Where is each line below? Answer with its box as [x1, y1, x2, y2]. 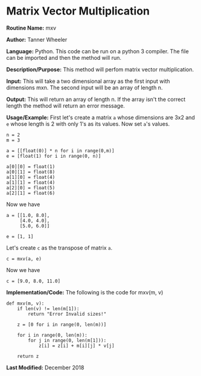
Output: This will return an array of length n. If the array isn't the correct [6, 96, 186, 103]
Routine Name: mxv [6, 24, 56, 31]
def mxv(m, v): [6, 300, 45, 306]
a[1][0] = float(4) [6, 174, 56, 180]
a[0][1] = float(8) [6, 169, 56, 175]
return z [17, 353, 39, 359]
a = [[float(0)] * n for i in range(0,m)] [6, 147, 115, 154]
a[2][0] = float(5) [6, 184, 56, 191]
